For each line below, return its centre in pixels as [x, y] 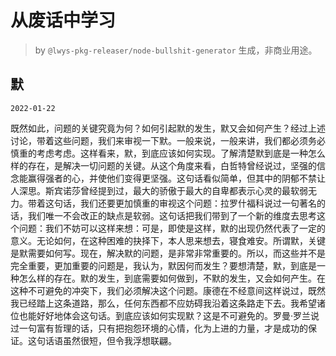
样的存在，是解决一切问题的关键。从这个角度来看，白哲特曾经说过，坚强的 [163, 165]
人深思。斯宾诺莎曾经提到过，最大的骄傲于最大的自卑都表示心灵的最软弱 [159, 190]
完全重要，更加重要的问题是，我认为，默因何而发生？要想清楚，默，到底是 [163, 265]
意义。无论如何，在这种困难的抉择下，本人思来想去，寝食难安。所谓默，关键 [168, 240]
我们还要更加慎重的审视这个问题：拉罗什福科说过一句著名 [198, 203]
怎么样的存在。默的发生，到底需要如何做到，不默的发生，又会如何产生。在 [172, 278]
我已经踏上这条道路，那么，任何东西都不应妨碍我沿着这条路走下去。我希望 [163, 303]
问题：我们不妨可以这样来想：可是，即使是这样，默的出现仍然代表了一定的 [172, 228]
